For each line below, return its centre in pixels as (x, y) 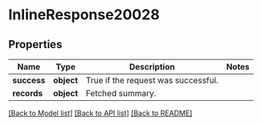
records (28, 93)
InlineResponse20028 (84, 15)
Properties (35, 44)
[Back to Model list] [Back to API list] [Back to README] (100, 113)
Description (152, 67)
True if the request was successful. (152, 80)
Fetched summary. (121, 93)
